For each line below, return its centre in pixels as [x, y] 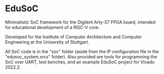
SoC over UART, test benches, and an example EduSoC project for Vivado [80, 62]
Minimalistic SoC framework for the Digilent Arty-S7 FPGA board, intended [80, 22]
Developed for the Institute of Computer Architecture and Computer [74, 37]
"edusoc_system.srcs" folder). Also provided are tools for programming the [81, 56]
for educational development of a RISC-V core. [52, 27]
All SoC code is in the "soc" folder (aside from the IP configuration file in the [82, 51]
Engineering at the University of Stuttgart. [47, 42]
